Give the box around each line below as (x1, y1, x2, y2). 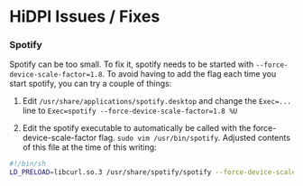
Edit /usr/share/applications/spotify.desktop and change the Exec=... (22, 96, 291, 107)
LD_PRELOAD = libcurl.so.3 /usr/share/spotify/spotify (9, 168, 212, 177)
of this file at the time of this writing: (22, 142, 157, 153)
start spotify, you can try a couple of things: (9, 79, 172, 89)
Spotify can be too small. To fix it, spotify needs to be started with (9, 59, 254, 70)
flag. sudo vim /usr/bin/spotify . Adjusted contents (98, 133, 291, 144)
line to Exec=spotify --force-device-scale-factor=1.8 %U (22, 106, 238, 116)
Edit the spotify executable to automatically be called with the (22, 123, 252, 134)
